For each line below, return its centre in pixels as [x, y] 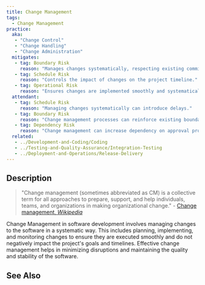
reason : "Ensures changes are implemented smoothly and [92, 91]
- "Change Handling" [41, 46]
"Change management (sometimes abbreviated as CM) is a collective [108, 193]
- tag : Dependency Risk [45, 125]
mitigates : [26, 57]
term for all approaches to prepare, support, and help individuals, [103, 199]
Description [29, 178]
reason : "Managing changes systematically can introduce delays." [106, 108]
